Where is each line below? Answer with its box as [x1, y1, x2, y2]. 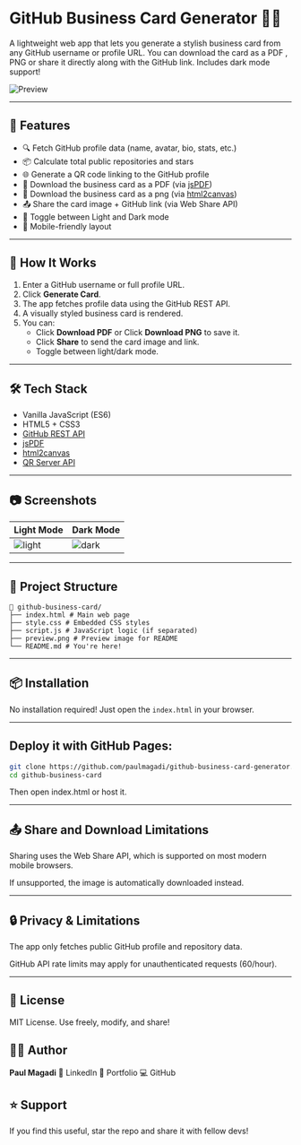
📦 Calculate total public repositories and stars [21, 156, 194, 167]
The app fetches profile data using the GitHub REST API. [21, 298, 231, 308]
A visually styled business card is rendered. [21, 308, 184, 318]
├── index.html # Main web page [9, 611, 130, 620]
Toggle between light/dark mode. [35, 345, 159, 357]
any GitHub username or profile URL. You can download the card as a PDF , [9, 47, 288, 57]
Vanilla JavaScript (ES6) [21, 410, 112, 421]
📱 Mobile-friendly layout [21, 221, 112, 231]
